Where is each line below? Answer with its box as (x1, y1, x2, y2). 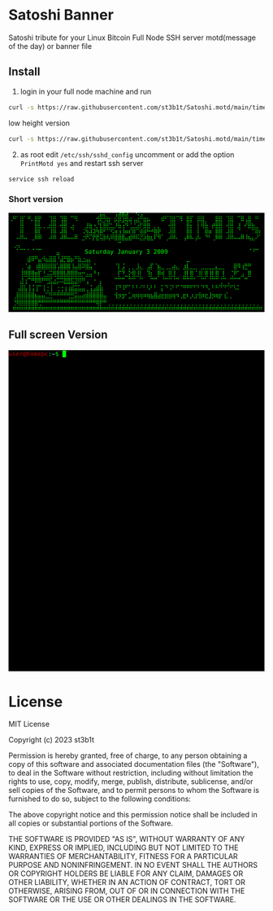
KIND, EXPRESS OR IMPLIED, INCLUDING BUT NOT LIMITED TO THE (8, 843, 239, 852)
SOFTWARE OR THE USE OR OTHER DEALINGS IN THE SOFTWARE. (8, 895, 236, 904)
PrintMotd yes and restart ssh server (19, 158, 144, 168)
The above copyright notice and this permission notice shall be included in (8, 810, 258, 820)
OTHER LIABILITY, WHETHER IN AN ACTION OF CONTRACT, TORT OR (8, 878, 245, 887)
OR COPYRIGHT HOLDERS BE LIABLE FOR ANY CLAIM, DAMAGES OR (8, 869, 244, 878)
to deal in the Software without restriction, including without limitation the (8, 768, 253, 778)
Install (8, 65, 41, 79)
